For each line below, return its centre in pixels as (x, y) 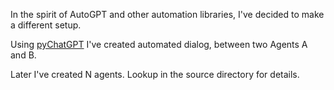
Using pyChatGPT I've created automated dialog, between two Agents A (159, 44)
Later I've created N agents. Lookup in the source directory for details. (155, 74)
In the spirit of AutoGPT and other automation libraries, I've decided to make (167, 14)
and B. (23, 55)
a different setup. (46, 25)
